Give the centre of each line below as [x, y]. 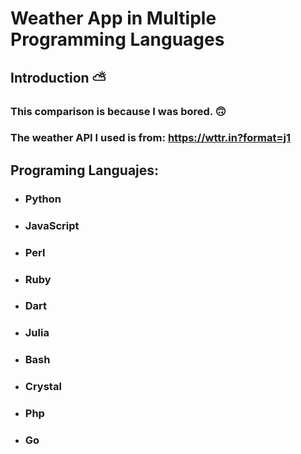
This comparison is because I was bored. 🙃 [118, 111]
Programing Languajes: [85, 170]
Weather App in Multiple [113, 18]
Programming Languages [117, 39]
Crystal [43, 387]
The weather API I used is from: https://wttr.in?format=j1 [151, 138]
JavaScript [52, 225]
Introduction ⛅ [58, 77]
